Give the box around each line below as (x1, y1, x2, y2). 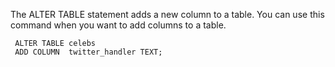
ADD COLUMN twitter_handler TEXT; (14, 47, 163, 57)
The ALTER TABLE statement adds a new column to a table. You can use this (10, 9, 325, 20)
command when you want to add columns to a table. (10, 19, 227, 31)
